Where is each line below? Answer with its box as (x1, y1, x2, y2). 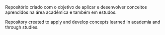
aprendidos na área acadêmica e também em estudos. (5, 9, 117, 15)
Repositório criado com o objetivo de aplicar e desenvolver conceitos (5, 4, 147, 10)
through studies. (5, 24, 39, 30)
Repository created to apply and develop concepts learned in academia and (5, 19, 161, 25)
